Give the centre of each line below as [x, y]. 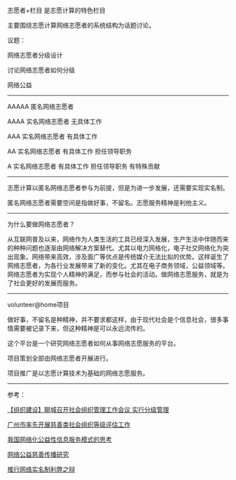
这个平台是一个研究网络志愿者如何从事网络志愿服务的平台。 [93, 343]
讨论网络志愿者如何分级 [41, 70]
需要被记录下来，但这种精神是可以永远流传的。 [81, 328]
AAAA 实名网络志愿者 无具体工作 [55, 121]
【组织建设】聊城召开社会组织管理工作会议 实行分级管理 [88, 409]
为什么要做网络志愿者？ [41, 224]
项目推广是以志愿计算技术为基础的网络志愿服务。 [78, 373]
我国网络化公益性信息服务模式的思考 [60, 439]
